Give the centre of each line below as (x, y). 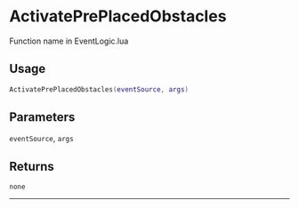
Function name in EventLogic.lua (69, 41)
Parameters (42, 117)
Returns (32, 166)
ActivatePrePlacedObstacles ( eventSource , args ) (99, 89)
